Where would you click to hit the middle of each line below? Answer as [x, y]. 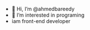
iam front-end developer [41, 21]
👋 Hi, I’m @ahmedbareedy [43, 9]
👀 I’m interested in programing [48, 15]
